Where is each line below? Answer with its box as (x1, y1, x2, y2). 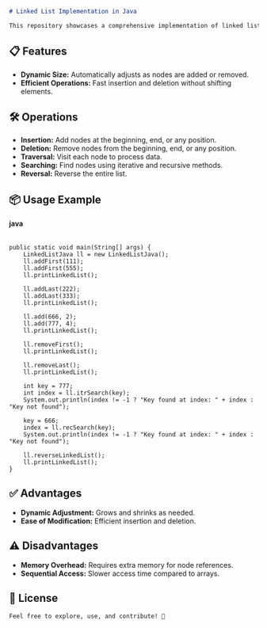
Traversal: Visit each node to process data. (20, 152, 163, 162)
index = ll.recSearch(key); (23, 424, 116, 432)
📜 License (9, 591, 59, 605)
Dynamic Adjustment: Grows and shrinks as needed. (20, 508, 196, 517)
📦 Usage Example (9, 192, 101, 206)
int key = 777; (23, 382, 74, 390)
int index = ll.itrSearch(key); (23, 389, 130, 397)
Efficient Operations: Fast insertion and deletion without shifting (20, 78, 232, 87)
